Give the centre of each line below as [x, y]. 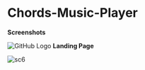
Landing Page [73, 45]
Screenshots [27, 32]
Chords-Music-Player [72, 13]
